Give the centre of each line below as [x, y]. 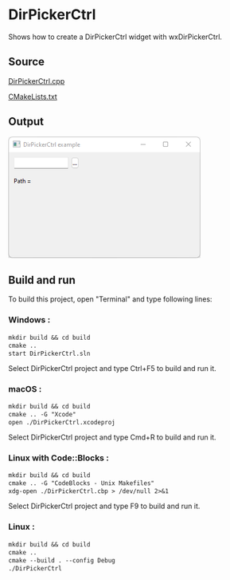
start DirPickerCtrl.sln [49, 353]
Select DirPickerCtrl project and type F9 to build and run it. [104, 506]
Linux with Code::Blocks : [58, 458]
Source [27, 62]
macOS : [25, 389]
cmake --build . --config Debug [62, 560]
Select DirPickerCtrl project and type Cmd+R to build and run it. [112, 437]
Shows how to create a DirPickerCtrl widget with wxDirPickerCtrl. [115, 37]
